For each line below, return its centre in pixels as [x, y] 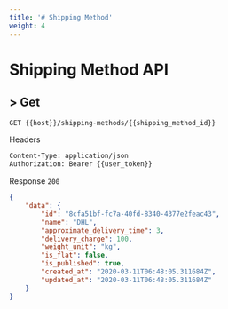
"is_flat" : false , [75, 255]
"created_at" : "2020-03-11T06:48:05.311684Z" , [129, 272]
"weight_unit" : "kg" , [81, 247]
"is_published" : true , [83, 264]
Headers [25, 139]
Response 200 [35, 181]
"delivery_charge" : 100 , [87, 239]
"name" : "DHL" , [69, 222]
